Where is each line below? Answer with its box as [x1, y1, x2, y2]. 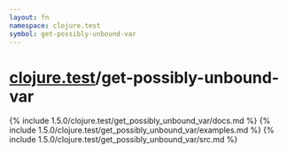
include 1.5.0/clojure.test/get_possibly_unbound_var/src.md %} [9, 134, 238, 145]
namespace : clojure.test [9, 21, 101, 30]
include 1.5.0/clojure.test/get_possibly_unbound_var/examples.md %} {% [9, 125, 275, 135]
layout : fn [9, 12, 50, 22]
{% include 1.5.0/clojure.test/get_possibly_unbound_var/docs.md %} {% [9, 116, 271, 126]
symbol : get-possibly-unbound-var [9, 29, 137, 38]
